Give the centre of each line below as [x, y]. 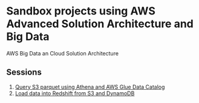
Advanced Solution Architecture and [100, 24]
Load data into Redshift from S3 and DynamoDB [75, 93]
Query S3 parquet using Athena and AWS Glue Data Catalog [90, 87]
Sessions [24, 73]
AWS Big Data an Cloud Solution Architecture [63, 53]
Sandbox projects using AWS [81, 11]
